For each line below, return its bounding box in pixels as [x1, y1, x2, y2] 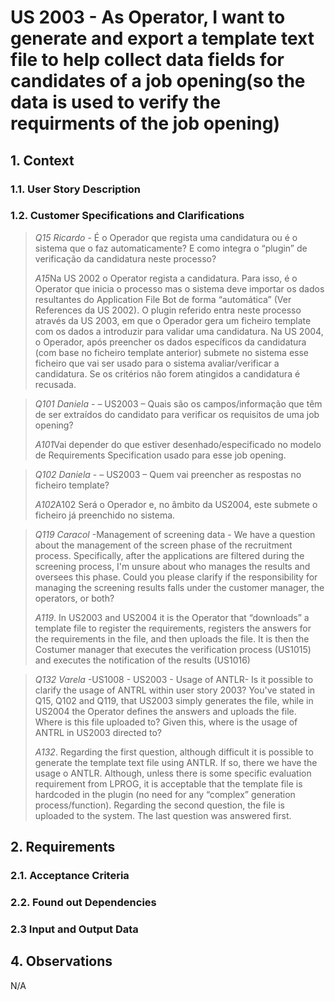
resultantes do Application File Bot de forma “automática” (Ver [34, 293, 292, 305]
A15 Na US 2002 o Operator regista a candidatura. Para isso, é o [34, 272, 298, 284]
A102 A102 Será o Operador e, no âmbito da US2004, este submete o [34, 498, 318, 510]
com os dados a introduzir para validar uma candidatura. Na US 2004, [34, 325, 324, 337]
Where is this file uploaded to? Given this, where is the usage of [34, 716, 298, 728]
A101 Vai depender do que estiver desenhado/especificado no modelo [34, 438, 322, 450]
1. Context [10, 152, 75, 169]
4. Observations [10, 953, 113, 970]
